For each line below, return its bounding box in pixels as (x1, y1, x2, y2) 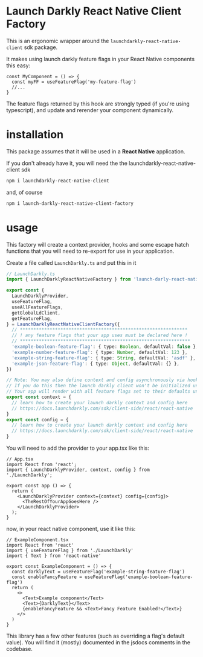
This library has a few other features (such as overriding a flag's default (6, 632, 185, 640)
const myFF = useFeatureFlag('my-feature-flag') (11, 79, 137, 85)
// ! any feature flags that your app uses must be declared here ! (11, 332, 188, 339)
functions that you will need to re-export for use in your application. (6, 247, 175, 255)
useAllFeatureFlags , (11, 304, 63, 310)
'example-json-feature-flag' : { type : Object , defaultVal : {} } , (11, 361, 180, 367)
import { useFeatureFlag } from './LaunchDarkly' (6, 547, 134, 554)
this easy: (6, 62, 31, 69)
